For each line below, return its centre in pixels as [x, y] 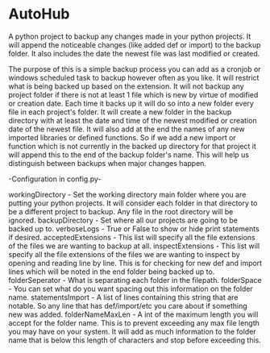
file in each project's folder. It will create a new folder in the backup [120, 112]
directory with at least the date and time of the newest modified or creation [133, 120]
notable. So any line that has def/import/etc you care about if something [128, 305]
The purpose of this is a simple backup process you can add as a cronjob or [135, 69]
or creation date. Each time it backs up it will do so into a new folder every [131, 103]
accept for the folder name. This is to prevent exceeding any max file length [134, 322]
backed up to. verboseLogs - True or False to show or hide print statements [134, 228]
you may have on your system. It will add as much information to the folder [132, 331]
